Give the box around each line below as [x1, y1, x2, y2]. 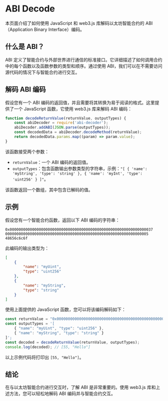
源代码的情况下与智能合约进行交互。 [5, 69, 80, 75]
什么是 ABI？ [5, 42, 44, 51]
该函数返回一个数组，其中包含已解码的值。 [5, 186, 93, 192]
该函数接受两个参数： [5, 148, 49, 154]
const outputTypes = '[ [5, 321, 55, 326]
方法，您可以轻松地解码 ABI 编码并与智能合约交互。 [9, 390, 116, 396]
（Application [5, 26, 33, 32]
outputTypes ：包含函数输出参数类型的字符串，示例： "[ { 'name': [12, 165, 147, 171]
